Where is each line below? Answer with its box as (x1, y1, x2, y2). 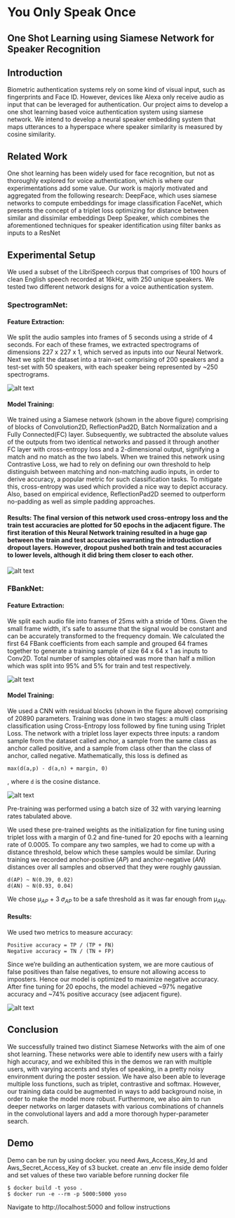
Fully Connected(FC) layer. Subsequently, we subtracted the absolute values (7, 431, 229, 439)
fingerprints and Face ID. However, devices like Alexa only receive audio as (7, 93, 224, 102)
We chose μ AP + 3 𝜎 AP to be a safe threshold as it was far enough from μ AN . (7, 895, 227, 905)
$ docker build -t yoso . (7, 1184, 83, 1191)
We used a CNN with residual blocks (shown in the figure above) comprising (7, 706, 228, 715)
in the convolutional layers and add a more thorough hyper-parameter (7, 1109, 209, 1118)
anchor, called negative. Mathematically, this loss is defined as (7, 751, 188, 759)
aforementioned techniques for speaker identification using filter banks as (7, 222, 221, 230)
